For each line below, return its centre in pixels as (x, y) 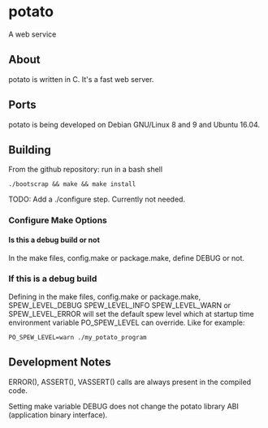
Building (30, 150)
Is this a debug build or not (54, 240)
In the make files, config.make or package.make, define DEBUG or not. (127, 257)
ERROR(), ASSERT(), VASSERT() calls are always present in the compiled (130, 382)
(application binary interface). (58, 415)
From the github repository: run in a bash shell (86, 170)
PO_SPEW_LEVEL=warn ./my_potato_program (78, 337)
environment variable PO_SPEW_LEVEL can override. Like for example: (127, 322)
